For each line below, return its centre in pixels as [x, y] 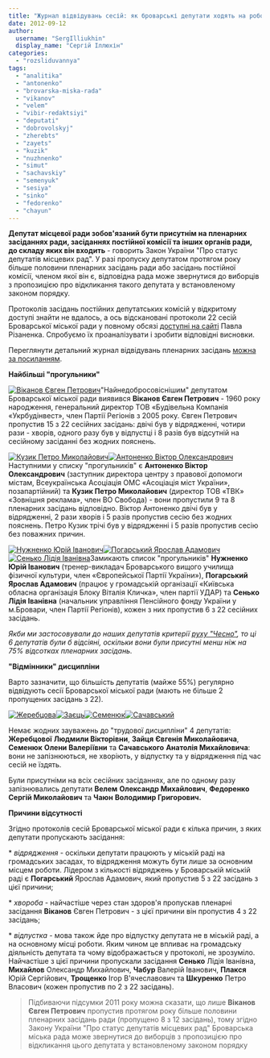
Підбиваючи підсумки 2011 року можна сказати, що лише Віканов [141, 1002]
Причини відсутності [45, 813]
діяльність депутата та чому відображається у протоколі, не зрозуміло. [132, 952]
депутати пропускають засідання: [67, 837]
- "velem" [32, 106]
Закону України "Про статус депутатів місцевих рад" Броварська [141, 1028]
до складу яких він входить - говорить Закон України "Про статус [123, 251]
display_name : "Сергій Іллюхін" [70, 46]
